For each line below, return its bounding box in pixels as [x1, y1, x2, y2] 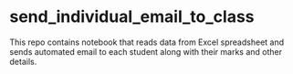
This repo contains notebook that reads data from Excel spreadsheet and [9, 37, 285, 48]
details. [9, 56, 37, 67]
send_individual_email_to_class [9, 6, 255, 27]
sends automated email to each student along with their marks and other [9, 46, 283, 57]
